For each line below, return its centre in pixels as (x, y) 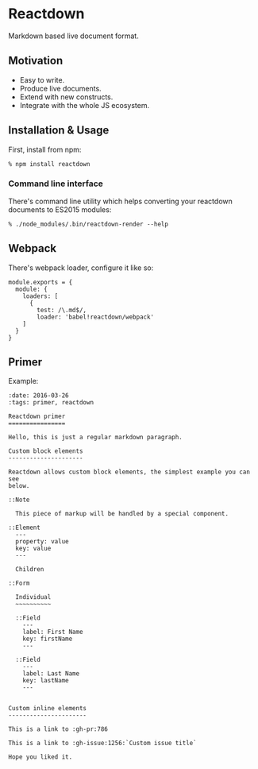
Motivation (36, 61)
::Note (19, 500)
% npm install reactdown (49, 164)
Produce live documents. (60, 88)
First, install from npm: (45, 149)
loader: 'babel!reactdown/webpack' (96, 317)
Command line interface (56, 184)
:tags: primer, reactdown (51, 403)
